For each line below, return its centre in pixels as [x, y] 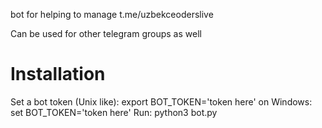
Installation [58, 74]
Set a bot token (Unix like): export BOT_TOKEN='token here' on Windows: [161, 101]
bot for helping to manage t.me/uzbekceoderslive [112, 14]
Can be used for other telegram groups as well [106, 33]
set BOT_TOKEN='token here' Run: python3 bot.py [114, 112]
